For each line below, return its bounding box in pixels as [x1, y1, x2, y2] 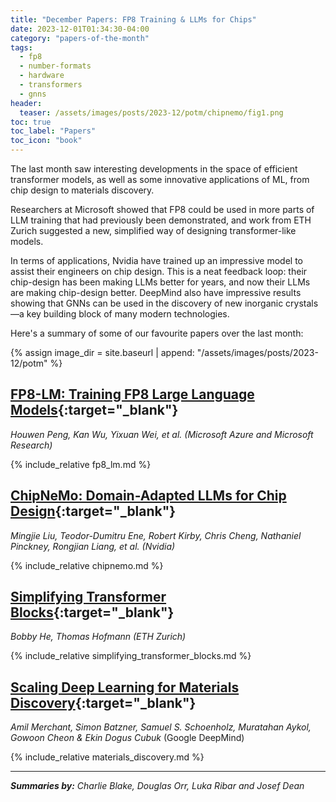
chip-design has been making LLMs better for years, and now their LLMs [10, 276, 311, 288]
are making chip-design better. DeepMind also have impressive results [10, 287, 302, 298]
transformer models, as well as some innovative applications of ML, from [10, 174, 310, 185]
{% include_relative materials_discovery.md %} [10, 751, 205, 763]
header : [10, 98, 43, 108]
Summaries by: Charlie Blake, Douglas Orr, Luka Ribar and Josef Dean [10, 780, 305, 792]
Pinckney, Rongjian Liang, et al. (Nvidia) [10, 540, 176, 552]
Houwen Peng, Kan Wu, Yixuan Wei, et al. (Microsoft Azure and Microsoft [10, 428, 314, 440]
